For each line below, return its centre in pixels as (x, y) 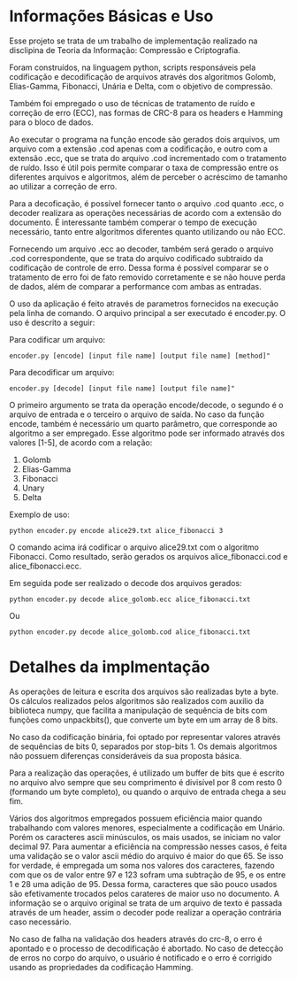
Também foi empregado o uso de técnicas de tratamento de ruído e (132, 103)
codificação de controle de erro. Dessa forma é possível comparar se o (139, 267)
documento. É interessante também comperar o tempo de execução (133, 222)
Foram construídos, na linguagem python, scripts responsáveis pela (133, 67)
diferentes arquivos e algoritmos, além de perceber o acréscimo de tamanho (148, 177)
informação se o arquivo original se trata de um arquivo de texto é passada (146, 903)
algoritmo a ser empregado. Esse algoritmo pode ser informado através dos (147, 433)
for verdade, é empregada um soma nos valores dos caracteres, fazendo (142, 865)
